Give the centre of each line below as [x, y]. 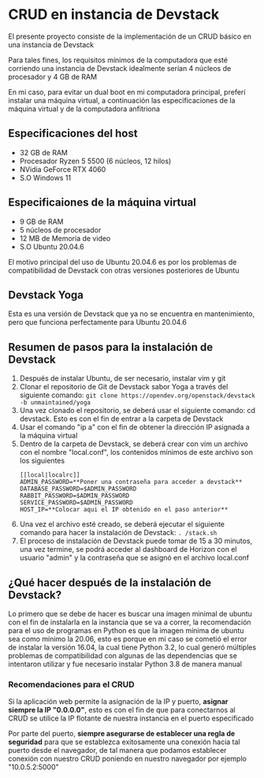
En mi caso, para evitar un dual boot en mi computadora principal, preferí [127, 91]
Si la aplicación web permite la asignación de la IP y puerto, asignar [118, 702]
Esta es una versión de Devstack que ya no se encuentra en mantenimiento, [131, 314]
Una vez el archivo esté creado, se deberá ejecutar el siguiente [122, 524]
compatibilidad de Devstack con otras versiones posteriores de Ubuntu [124, 270]
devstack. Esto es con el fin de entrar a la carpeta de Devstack [121, 419]
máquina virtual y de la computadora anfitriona [84, 109]
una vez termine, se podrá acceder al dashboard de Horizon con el [128, 549]
